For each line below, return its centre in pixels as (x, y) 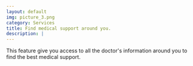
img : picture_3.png (31, 17)
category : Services (31, 23)
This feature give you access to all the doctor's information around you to (97, 51)
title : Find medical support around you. (59, 28)
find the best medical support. (43, 57)
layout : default (26, 12)
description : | (25, 34)
